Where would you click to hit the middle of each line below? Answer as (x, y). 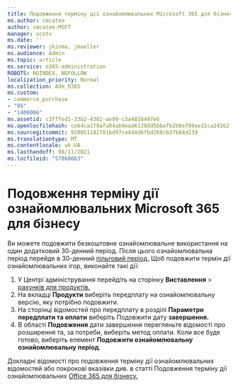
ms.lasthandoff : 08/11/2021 (49, 152)
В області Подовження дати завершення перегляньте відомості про (121, 324)
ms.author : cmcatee (36, 21)
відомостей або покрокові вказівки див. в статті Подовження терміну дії (117, 368)
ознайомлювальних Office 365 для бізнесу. (73, 376)
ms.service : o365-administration (57, 67)
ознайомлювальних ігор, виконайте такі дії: (73, 265)
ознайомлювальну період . (59, 347)
